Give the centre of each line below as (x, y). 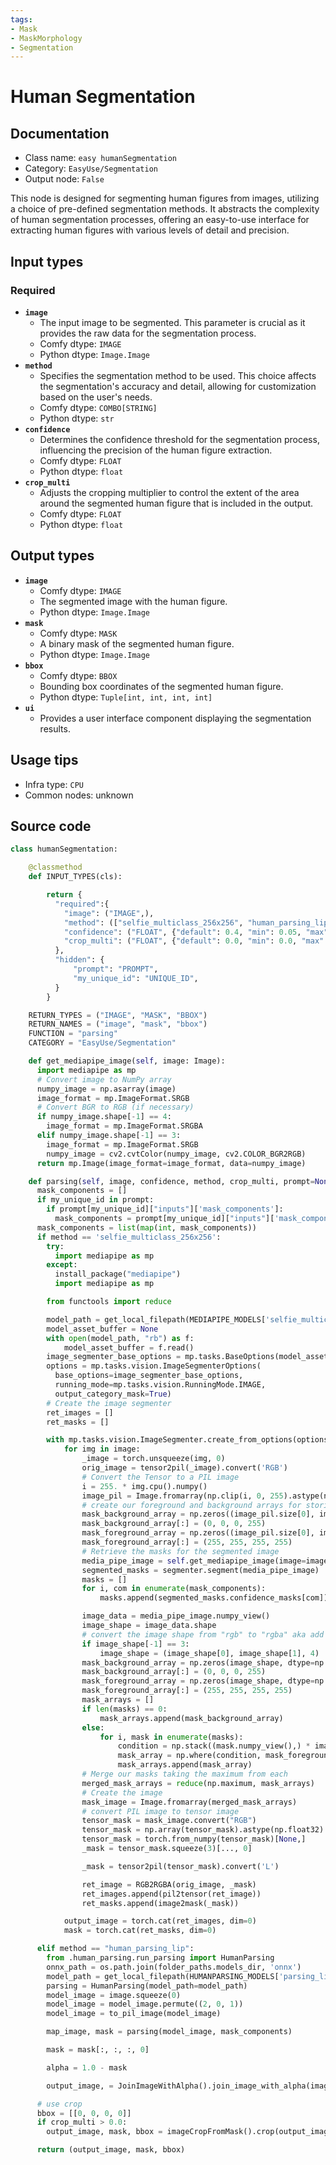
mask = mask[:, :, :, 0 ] (98, 2050)
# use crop (59, 2104)
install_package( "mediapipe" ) (118, 1274)
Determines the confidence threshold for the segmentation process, (179, 439)
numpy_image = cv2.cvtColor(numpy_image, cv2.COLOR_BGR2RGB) (176, 1154)
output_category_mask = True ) (113, 1394)
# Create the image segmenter (109, 1403)
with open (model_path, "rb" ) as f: (120, 1338)
